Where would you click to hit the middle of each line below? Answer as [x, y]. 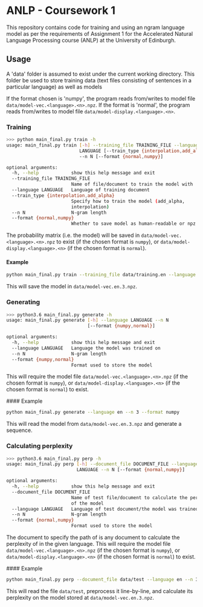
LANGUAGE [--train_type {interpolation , [131, 151]
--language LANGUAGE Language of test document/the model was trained [105, 509]
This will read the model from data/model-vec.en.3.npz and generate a [94, 424]
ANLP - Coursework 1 [61, 11]
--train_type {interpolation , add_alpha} [63, 195]
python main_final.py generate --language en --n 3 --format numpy [93, 413]
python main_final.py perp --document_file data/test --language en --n [100, 580]
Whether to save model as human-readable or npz [134, 224]
